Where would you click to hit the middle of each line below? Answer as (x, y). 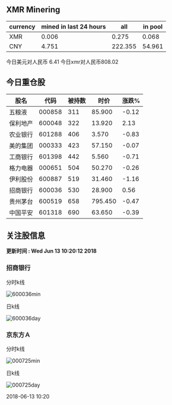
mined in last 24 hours (74, 26)
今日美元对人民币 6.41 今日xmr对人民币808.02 (62, 61)
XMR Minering (33, 10)
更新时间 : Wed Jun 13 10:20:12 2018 (51, 251)
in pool (153, 26)
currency (22, 26)
